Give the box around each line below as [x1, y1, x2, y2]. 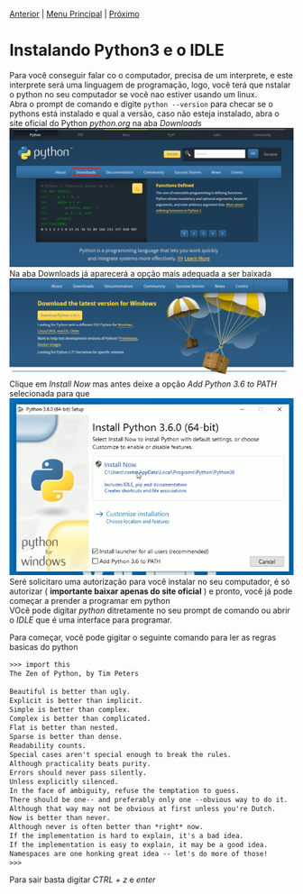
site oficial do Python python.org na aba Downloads [9, 117, 202, 128]
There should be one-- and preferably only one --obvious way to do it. [9, 796, 289, 805]
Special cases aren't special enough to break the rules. [9, 751, 232, 760]
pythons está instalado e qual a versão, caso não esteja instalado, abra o [9, 108, 280, 119]
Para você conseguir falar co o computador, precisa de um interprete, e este [9, 69, 293, 80]
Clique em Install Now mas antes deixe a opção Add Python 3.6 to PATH [9, 379, 278, 389]
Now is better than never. [9, 814, 111, 823]
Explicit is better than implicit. [9, 697, 143, 706]
